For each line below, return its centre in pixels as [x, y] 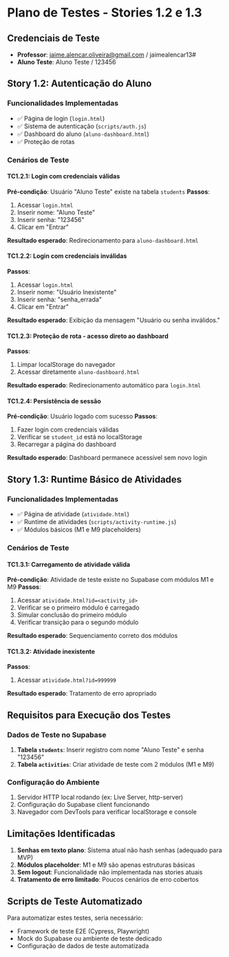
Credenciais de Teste [53, 38]
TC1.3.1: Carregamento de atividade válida [69, 564]
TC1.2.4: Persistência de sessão [54, 401]
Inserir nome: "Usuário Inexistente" [67, 292]
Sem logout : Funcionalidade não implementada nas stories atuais [110, 872]
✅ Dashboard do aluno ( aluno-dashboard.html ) [83, 134]
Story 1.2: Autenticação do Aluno [79, 84]
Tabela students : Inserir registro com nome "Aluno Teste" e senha [110, 750]
